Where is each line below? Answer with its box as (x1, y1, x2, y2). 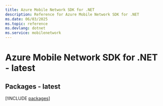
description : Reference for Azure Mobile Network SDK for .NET (5, 12, 140, 17)
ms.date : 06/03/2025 (5, 16, 48, 21)
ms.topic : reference (5, 21, 48, 26)
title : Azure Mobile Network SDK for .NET (5, 7, 95, 12)
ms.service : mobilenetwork (5, 30, 61, 35)
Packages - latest (5, 82, 61, 91)
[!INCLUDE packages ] (5, 96, 50, 101)
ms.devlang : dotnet (5, 26, 46, 31)
